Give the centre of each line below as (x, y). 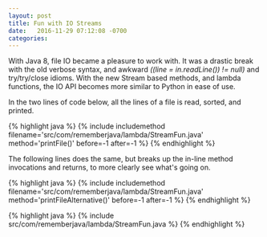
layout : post (30, 16)
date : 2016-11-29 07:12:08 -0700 (68, 31)
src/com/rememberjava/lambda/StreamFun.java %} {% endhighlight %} (127, 224)
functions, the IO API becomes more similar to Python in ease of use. (122, 87)
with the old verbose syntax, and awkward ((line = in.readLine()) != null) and (134, 70)
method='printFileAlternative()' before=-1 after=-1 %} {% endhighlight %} (129, 200)
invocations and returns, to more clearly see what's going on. (109, 168)
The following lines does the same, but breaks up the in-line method (121, 159)
